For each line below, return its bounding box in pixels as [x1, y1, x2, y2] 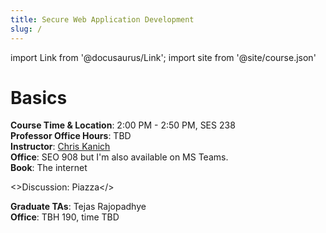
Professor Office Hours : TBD [10, 130, 132, 142]
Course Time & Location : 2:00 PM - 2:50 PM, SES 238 [10, 119, 236, 131]
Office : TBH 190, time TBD [10, 211, 120, 223]
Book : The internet [10, 162, 88, 174]
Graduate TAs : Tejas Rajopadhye [10, 201, 147, 213]
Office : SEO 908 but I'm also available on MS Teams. [10, 151, 229, 163]
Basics [10, 86, 68, 109]
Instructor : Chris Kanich [10, 141, 111, 153]
